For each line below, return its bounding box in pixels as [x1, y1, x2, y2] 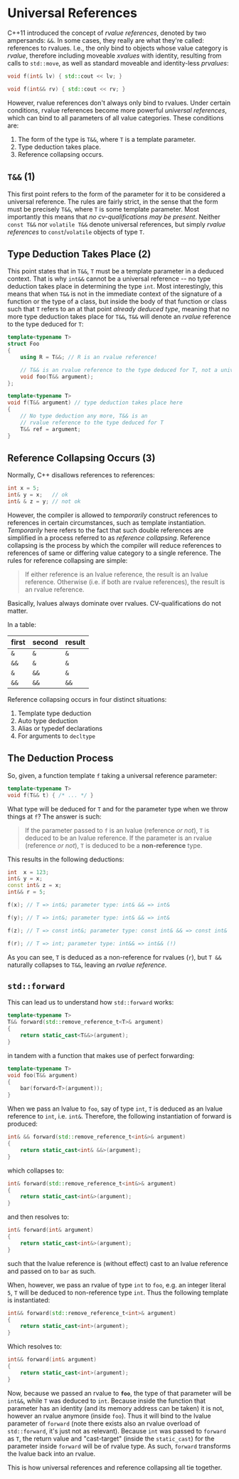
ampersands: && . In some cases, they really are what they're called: [7, 36, 204, 44]
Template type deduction [17, 709, 92, 717]
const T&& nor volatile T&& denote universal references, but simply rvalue [7, 219, 226, 229]
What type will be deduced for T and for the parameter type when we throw [7, 804, 229, 813]
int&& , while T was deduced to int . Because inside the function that [7, 1396, 206, 1405]
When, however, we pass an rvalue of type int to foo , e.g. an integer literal [7, 1280, 226, 1289]
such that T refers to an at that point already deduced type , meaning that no [7, 305, 230, 313]
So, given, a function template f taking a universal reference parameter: [7, 771, 218, 779]
